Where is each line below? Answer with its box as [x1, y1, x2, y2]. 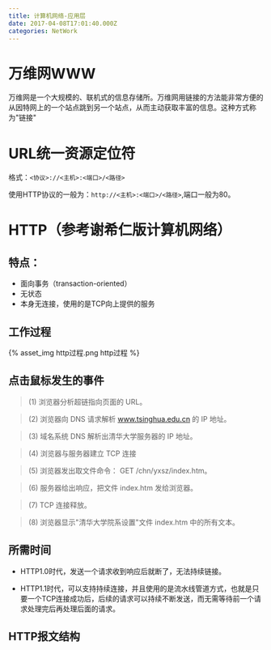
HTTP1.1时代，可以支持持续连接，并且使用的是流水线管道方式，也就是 [19, 584, 252, 593]
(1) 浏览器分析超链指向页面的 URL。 [28, 397, 147, 406]
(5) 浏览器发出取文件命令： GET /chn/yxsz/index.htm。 [28, 465, 212, 475]
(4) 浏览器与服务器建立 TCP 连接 [28, 448, 137, 458]
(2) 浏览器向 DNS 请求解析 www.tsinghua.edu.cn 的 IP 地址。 [28, 414, 231, 423]
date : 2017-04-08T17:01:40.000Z [8, 19, 117, 28]
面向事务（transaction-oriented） [19, 278, 132, 288]
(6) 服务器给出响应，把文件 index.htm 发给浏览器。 [28, 482, 198, 492]
